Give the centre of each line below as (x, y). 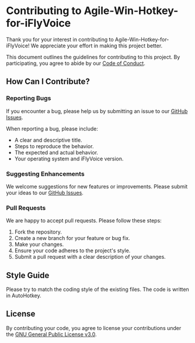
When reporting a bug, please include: (52, 128)
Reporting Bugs (29, 98)
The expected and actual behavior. (56, 152)
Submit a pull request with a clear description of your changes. (90, 257)
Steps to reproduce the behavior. (54, 146)
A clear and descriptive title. (48, 140)
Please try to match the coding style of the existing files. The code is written (98, 289)
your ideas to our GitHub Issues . (45, 193)
